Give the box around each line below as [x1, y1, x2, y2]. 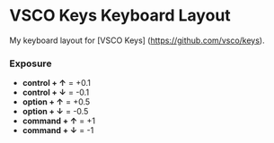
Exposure [9, 57, 52, 70]
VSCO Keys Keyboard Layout [9, 5, 231, 26]
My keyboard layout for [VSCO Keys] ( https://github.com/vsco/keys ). [9, 35, 265, 46]
